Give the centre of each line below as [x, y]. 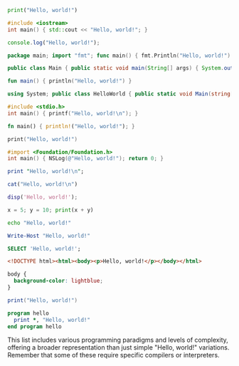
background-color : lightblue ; [58, 281]
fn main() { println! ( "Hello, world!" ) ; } [71, 126]
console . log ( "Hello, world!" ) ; [54, 43]
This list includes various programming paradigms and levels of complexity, [118, 340]
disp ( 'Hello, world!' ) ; [43, 197]
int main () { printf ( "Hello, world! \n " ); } [73, 113]
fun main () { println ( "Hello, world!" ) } [70, 81]
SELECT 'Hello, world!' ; [44, 249]
